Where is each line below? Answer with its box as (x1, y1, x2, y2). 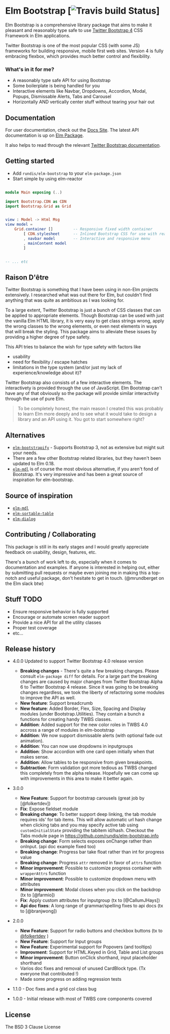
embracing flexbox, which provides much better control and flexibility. (5, 53, 151, 59)
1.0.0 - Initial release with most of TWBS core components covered (12, 996, 152, 1002)
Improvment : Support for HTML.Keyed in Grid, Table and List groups (20, 949, 163, 956)
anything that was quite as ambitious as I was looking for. (5, 297, 125, 303)
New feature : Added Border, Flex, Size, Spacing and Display (20, 705, 146, 711)
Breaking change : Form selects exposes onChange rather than (20, 838, 152, 844)
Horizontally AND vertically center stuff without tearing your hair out (12, 99, 155, 105)
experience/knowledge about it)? (12, 370, 82, 376)
